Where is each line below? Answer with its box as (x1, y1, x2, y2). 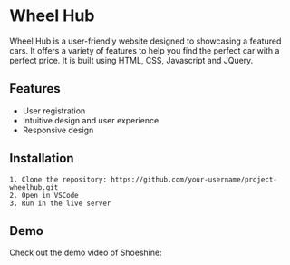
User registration (22, 105, 86, 116)
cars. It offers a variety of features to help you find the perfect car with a (9, 44, 280, 55)
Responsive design (22, 124, 94, 135)
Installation (9, 151, 74, 166)
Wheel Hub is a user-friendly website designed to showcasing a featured (9, 35, 282, 46)
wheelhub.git (9, 182, 59, 191)
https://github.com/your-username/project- (110, 174, 278, 184)
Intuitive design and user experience (22, 114, 159, 125)
